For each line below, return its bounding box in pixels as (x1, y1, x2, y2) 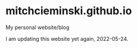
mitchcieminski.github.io (5, 4, 132, 18)
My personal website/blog (5, 24, 70, 31)
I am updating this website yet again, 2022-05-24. (5, 35, 128, 42)
